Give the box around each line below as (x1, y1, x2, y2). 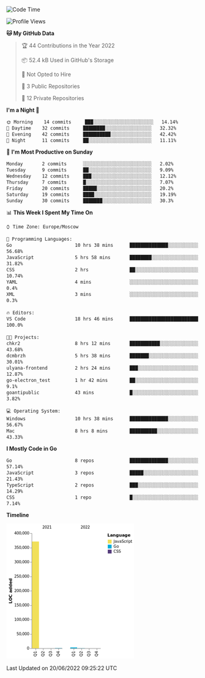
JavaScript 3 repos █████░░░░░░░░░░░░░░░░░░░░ (6, 470, 199, 476)
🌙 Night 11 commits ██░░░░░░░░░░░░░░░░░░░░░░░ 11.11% (6, 138, 176, 144)
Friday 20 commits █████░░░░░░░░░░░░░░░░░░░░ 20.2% (6, 185, 174, 192)
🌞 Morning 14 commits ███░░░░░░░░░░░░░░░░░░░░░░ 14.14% (6, 119, 179, 125)
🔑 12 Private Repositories (21, 95, 84, 101)
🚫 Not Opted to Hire (21, 71, 72, 78)
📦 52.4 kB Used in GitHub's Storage (21, 56, 114, 64)
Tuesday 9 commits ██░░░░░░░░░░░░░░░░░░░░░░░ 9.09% (6, 167, 174, 173)
